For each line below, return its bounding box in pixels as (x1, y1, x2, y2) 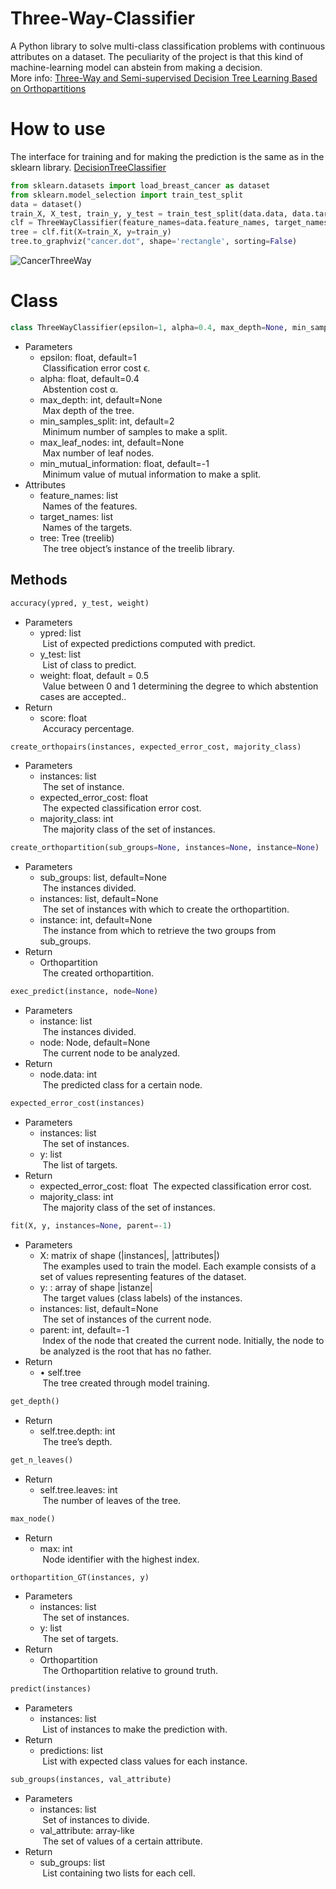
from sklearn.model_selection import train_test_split (10, 190, 244, 200)
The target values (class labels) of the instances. (42, 1292, 243, 1304)
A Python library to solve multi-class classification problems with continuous (10, 40, 326, 52)
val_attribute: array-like (39, 1825, 135, 1837)
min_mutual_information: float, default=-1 (39, 457, 210, 469)
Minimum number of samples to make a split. (42, 425, 228, 437)
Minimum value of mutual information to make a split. (42, 468, 262, 480)
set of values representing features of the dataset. (39, 1270, 247, 1282)
